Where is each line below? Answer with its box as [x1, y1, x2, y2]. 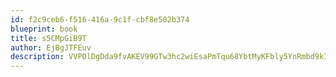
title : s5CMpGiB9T [10, 33, 87, 43]
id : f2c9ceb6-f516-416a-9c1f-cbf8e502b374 [10, 14, 190, 25]
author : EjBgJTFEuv [10, 42, 92, 53]
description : [10, 52, 65, 62]
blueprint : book [10, 24, 78, 34]
